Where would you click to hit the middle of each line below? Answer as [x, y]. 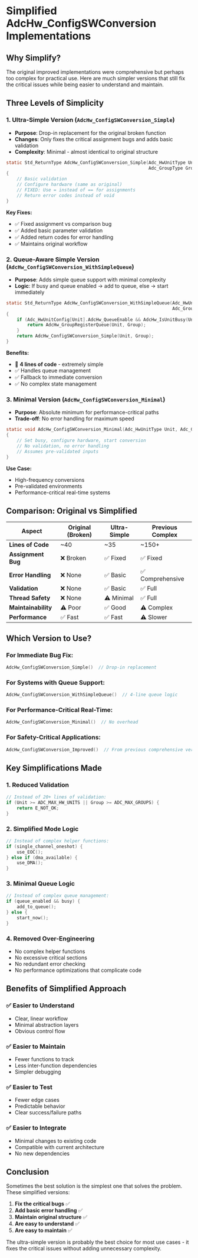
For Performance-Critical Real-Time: [60, 710]
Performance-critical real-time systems [62, 492]
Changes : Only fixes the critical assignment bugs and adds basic [94, 139]
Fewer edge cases [37, 1100]
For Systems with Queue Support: [55, 682]
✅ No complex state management [56, 384]
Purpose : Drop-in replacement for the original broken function [90, 133]
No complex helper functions [50, 951]
